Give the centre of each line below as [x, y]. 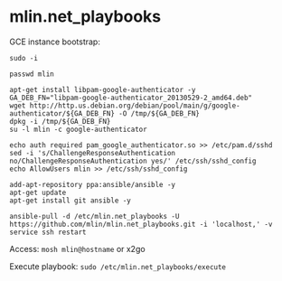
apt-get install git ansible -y [70, 201]
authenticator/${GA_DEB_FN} [62, 113]
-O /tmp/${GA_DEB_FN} [160, 113]
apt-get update [38, 192]
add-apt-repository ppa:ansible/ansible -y [93, 184]
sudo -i [24, 58]
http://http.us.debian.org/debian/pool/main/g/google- [135, 106]
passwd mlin [32, 74]
